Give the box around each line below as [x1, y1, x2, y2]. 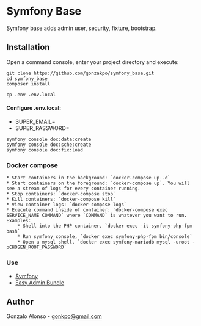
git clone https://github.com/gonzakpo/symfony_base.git [6, 70, 155, 76]
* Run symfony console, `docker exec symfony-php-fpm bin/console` [17, 234, 192, 240]
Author [6, 296, 34, 306]
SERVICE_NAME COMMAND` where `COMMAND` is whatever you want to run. [6, 212, 188, 219]
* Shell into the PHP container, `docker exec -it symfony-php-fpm [17, 223, 192, 230]
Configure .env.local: [6, 104, 62, 112]
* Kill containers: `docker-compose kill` [6, 197, 116, 203]
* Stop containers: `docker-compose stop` [6, 191, 116, 197]
